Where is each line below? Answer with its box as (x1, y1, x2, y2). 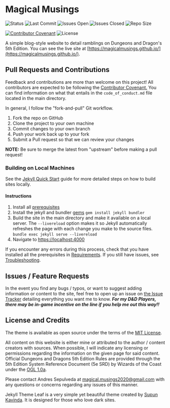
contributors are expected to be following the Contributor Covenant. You (5, 84, 157, 90)
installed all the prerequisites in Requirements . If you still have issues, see (5, 252, 159, 258)
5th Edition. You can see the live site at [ (5, 45, 89, 51)
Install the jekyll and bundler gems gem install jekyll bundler (12, 210, 145, 216)
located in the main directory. (5, 95, 66, 101)
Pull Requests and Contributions (5, 65, 110, 74)
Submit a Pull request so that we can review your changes (12, 136, 134, 143)
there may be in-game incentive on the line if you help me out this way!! (5, 301, 160, 308)
